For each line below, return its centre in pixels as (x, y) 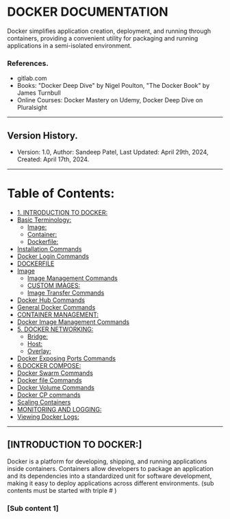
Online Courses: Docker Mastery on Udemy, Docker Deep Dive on (110, 100)
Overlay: (39, 351)
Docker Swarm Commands (55, 373)
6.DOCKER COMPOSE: (49, 365)
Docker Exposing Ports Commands (66, 358)
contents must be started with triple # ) (62, 490)
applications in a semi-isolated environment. (69, 45)
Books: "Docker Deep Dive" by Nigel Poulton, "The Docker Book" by (113, 86)
